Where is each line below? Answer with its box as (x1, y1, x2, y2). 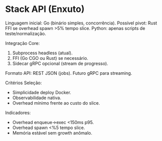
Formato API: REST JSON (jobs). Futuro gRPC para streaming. (5, 70, 132, 76)
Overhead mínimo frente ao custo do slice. (12, 100, 100, 106)
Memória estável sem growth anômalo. (12, 130, 93, 136)
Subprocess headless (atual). (12, 50, 73, 56)
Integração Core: (5, 40, 40, 46)
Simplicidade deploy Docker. (12, 89, 71, 95)
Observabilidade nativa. (12, 95, 61, 101)
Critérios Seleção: (5, 80, 42, 86)
